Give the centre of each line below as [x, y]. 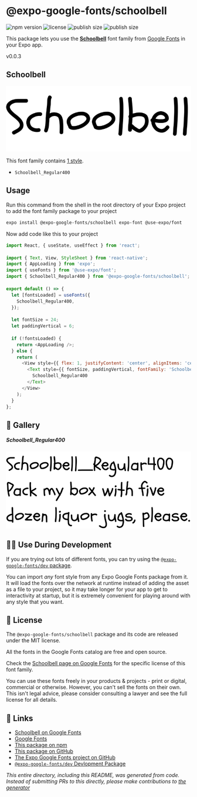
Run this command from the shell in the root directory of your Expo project [96, 205]
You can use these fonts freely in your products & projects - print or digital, [96, 681]
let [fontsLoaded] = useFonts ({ [51, 295]
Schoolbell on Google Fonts [48, 733]
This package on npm [41, 745]
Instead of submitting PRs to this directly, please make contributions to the [96, 782]
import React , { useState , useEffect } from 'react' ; [73, 245]
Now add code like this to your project [52, 234]
